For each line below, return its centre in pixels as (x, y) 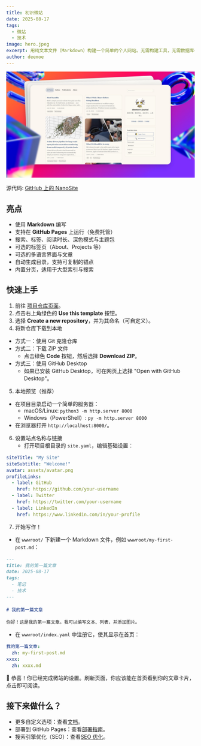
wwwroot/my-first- (150, 540)
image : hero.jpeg (28, 44)
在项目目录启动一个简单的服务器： (57, 404)
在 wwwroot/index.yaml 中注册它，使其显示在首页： (77, 634)
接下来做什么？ (34, 706)
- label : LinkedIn (35, 508)
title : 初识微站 (25, 13)
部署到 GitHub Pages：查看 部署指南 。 (62, 729)
